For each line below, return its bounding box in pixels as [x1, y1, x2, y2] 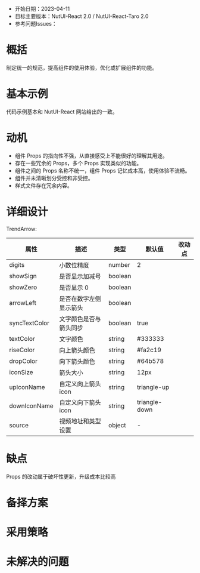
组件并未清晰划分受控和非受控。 [14, 174, 93, 181]
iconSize [9, 368, 34, 376]
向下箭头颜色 [59, 357, 95, 365]
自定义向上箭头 [59, 380, 101, 388]
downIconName [9, 402, 54, 410]
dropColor [9, 357, 37, 365]
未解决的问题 [6, 555, 70, 569]
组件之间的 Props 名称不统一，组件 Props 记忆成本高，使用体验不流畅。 [14, 167, 190, 174]
